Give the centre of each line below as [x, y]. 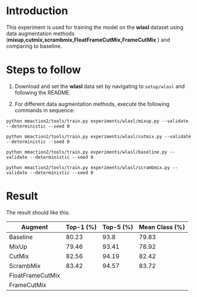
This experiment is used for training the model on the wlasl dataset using [95, 27]
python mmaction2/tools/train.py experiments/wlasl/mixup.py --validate [97, 121]
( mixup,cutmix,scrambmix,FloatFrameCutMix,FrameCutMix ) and [88, 40]
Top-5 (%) [118, 227]
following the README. [42, 92]
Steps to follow [44, 70]
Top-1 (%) [81, 227]
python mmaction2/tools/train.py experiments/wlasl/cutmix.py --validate [99, 136]
